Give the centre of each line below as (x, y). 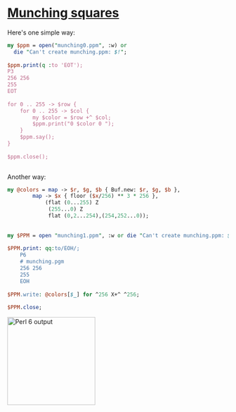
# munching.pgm (42, 262)
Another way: (27, 177)
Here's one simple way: (41, 32)
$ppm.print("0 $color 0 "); (73, 124)
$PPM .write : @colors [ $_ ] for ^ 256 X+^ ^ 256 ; (73, 294)
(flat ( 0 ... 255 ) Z (72, 203)
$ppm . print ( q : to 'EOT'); (45, 65)
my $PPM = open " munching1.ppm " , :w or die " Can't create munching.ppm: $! (120, 235)
